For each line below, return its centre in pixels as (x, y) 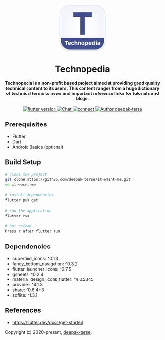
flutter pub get (22, 200)
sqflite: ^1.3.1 (25, 295)
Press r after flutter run (33, 231)
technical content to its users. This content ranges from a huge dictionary (82, 88)
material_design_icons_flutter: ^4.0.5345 (53, 279)
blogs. (82, 98)
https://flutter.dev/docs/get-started (48, 322)
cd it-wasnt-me (21, 185)
